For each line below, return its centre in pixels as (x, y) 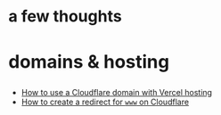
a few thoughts (65, 16)
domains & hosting (89, 62)
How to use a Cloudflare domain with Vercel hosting (117, 92)
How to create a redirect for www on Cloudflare (105, 102)
